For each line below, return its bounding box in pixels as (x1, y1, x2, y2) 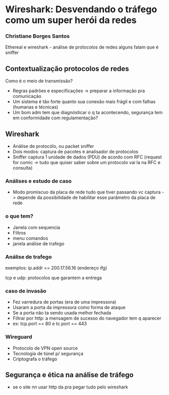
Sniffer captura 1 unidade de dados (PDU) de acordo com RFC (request (12, 154, 162, 160)
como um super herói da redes (5, 14, 137, 26)
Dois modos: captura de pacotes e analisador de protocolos (12, 149, 138, 155)
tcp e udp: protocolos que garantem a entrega (5, 275, 102, 281)
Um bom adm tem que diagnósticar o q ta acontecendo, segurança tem (12, 110, 163, 116)
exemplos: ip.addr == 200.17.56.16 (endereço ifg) (5, 265, 107, 271)
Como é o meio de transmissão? (5, 78, 73, 84)
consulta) (12, 165, 33, 171)
